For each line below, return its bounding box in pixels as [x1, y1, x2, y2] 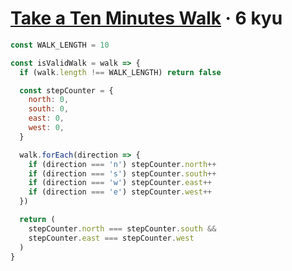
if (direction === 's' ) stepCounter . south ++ [28, 168, 217, 179]
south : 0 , [28, 104, 70, 114]
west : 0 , [28, 123, 65, 133]
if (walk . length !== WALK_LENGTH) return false [19, 67, 222, 77]
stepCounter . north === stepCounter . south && [28, 223, 217, 234]
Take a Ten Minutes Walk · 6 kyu [10, 7, 283, 30]
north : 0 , [28, 95, 70, 105]
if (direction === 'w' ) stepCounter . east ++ [28, 178, 213, 188]
